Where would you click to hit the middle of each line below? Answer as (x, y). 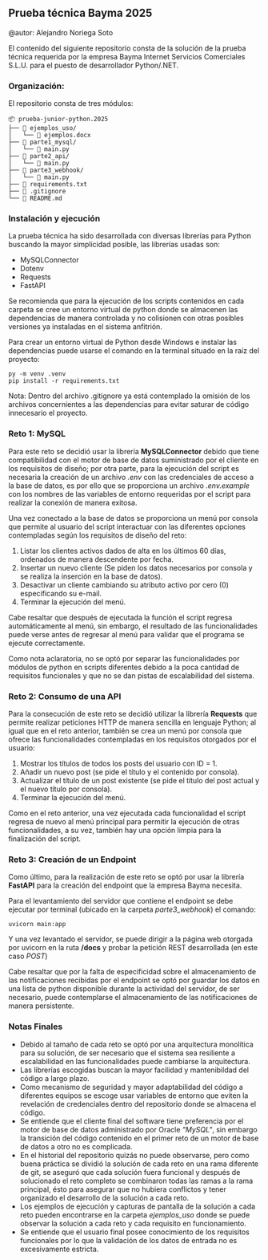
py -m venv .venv (37, 374)
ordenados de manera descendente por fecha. (97, 559)
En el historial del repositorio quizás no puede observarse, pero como (134, 1155)
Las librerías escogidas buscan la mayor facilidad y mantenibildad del (134, 1070)
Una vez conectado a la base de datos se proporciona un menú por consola (133, 518)
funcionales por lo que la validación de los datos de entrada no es (128, 1240)
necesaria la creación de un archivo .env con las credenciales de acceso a (131, 477)
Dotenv (32, 269)
